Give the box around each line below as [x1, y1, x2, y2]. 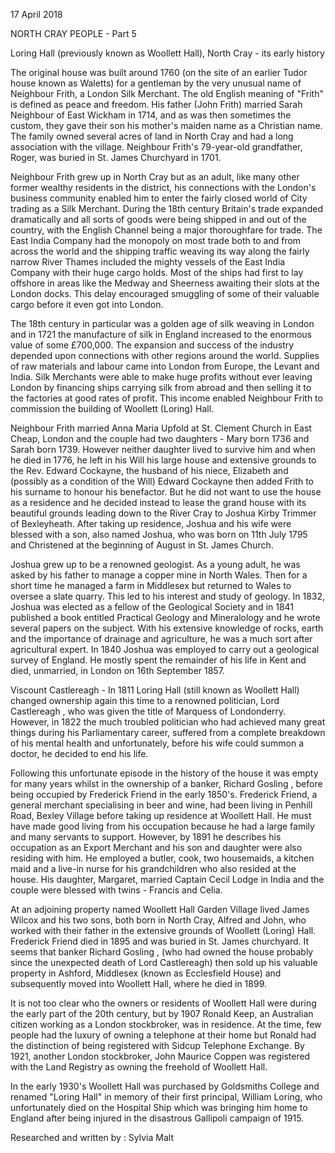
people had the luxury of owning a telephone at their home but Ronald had [10, 1029, 317, 1041]
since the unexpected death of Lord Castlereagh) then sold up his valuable [10, 957, 318, 968]
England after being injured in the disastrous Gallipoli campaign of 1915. [10, 1112, 305, 1124]
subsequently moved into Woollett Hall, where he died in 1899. [10, 978, 267, 989]
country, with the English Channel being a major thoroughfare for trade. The [10, 224, 323, 236]
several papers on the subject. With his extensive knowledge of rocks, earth [10, 622, 324, 634]
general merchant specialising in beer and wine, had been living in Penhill [10, 799, 313, 811]
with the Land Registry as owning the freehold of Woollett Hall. [10, 1061, 268, 1073]
